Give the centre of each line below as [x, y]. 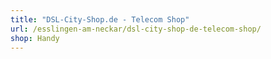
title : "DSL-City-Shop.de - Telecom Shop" [100, 19]
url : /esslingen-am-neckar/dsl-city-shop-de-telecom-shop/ [136, 29]
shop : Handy [35, 38]
